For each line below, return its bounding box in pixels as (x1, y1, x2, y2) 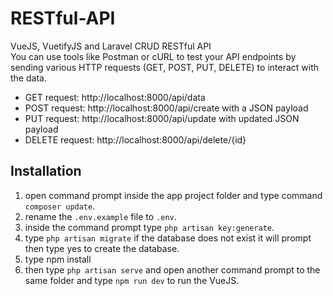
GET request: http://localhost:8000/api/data (24, 91, 206, 103)
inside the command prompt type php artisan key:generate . (24, 221, 275, 233)
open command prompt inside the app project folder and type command (24, 189, 323, 201)
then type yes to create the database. (24, 242, 180, 254)
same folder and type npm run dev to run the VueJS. (24, 274, 240, 286)
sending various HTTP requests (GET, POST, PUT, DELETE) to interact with (10, 61, 320, 73)
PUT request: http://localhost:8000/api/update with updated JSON (24, 112, 300, 124)
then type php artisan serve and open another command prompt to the (24, 263, 321, 276)
